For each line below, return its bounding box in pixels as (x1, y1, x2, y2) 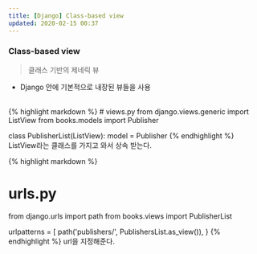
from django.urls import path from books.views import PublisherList (8, 211, 233, 221)
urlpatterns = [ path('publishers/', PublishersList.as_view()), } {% (8, 227, 221, 236)
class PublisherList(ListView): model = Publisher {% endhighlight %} (8, 130, 235, 141)
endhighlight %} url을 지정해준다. (8, 236, 115, 246)
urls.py (8, 184, 57, 203)
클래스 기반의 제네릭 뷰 (27, 65, 100, 75)
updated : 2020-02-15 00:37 (8, 19, 99, 27)
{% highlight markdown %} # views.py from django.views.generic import (8, 106, 249, 117)
